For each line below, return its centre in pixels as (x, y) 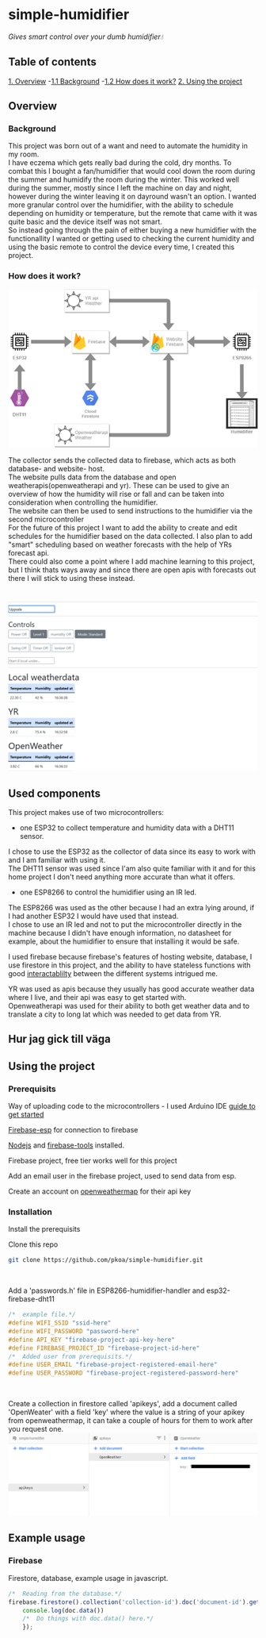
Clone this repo (33, 1244)
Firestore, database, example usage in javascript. (88, 1578)
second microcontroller (46, 519)
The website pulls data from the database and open (92, 477)
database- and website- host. (57, 468)
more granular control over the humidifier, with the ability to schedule (121, 205)
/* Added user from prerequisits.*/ (70, 1356)
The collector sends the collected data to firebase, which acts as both (122, 460)
